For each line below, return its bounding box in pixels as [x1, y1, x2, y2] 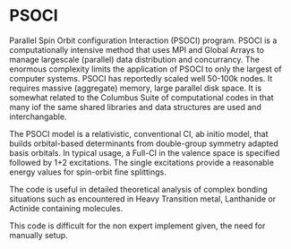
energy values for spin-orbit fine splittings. [9, 167, 167, 177]
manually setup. [9, 229, 69, 240]
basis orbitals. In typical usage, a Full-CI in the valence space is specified [9, 147, 280, 158]
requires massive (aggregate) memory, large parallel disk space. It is [9, 82, 262, 93]
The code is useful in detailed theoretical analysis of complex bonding [9, 184, 269, 194]
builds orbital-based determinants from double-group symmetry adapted [9, 138, 279, 149]
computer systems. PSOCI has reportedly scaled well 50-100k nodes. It [9, 73, 273, 83]
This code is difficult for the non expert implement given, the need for [9, 220, 266, 231]
